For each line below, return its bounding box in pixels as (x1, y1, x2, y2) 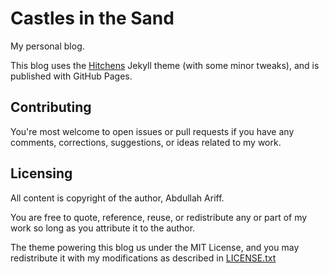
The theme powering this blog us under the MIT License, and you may (10, 241, 300, 253)
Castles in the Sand (10, 7, 175, 30)
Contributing (10, 99, 92, 116)
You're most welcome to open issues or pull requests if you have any (10, 125, 295, 137)
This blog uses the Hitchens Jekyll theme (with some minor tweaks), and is (10, 59, 320, 71)
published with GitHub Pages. (10, 70, 133, 82)
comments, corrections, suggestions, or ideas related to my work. (10, 136, 282, 148)
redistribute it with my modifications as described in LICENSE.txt (10, 252, 277, 264)
